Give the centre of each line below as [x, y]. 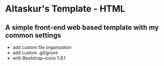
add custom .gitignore [35, 53]
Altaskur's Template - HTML [65, 9]
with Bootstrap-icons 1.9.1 [39, 58]
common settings [33, 35]
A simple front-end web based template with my [82, 27]
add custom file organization [42, 47]
